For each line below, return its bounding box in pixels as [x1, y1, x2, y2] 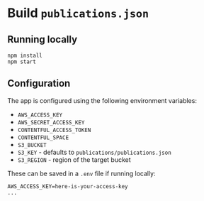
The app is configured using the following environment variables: [7, 96, 197, 104]
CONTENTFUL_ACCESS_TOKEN [17, 126, 91, 134]
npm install [7, 52, 42, 59]
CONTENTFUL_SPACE [17, 134, 69, 141]
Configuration [7, 77, 71, 89]
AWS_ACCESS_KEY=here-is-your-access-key [7, 183, 129, 190]
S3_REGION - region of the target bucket [17, 155, 131, 164]
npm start [7, 58, 37, 65]
